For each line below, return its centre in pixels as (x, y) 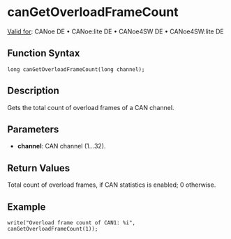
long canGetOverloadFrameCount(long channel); (76, 69)
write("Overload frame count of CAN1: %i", (72, 223)
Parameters (33, 129)
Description (33, 91)
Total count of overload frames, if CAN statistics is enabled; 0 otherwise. (112, 185)
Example (27, 207)
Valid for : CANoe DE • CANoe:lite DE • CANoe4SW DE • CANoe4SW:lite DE (116, 31)
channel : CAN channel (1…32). (61, 146)
